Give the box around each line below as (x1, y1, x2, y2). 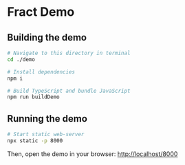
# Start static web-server (7, 131, 85, 138)
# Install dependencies (7, 68, 76, 76)
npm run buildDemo (7, 93, 60, 100)
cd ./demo (7, 56, 36, 63)
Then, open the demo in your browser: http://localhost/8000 (7, 149, 178, 158)
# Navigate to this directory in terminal (7, 49, 131, 56)
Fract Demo (7, 4, 75, 20)
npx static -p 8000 (7, 137, 63, 144)
